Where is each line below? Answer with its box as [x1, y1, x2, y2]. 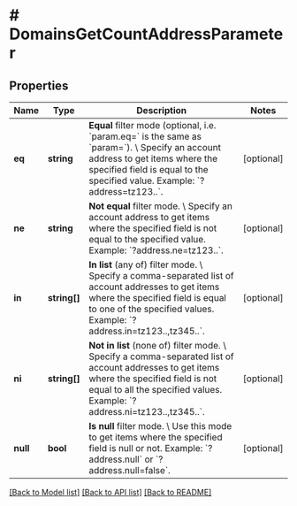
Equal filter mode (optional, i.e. [88, 119, 217, 131]
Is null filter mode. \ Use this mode [88, 420, 232, 432]
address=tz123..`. [88, 186, 164, 197]
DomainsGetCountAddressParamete [9, 24, 284, 44]
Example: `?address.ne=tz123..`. [88, 244, 224, 257]
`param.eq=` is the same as [88, 130, 202, 142]
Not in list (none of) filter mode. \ [88, 340, 227, 351]
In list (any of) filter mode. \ [88, 258, 203, 271]
